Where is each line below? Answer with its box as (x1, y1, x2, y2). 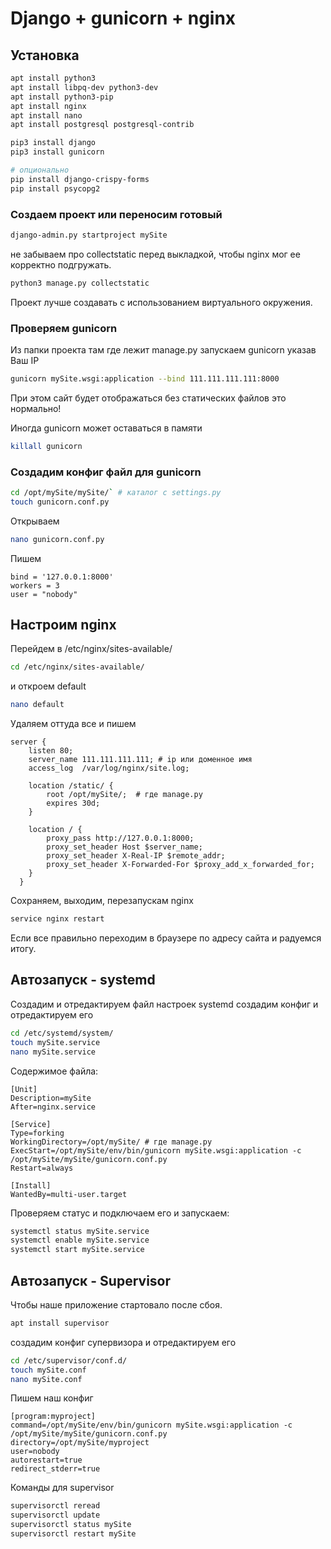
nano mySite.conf (10, 1374, 83, 1384)
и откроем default (10, 680, 87, 692)
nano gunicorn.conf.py (10, 534, 105, 544)
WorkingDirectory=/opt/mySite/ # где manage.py (10, 1137, 213, 1147)
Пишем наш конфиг (10, 1392, 94, 1404)
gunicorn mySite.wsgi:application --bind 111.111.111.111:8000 (10, 373, 280, 384)
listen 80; (28, 746, 74, 756)
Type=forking (10, 1128, 65, 1138)
